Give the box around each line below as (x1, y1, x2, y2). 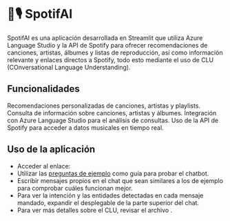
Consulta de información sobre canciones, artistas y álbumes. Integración (7, 108, 217, 117)
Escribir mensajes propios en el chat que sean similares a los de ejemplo (17, 176, 224, 184)
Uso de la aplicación (7, 144, 96, 155)
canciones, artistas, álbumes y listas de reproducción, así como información (7, 48, 223, 57)
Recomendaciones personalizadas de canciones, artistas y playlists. (7, 102, 201, 110)
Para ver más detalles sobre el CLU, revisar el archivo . (17, 206, 173, 214)
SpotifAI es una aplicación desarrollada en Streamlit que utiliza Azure (7, 33, 203, 42)
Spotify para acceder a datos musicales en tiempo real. (7, 123, 164, 132)
